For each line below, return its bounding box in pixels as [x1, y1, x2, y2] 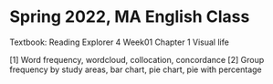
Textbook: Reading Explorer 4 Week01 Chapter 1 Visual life [9, 37, 230, 47]
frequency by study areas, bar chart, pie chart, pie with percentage [9, 64, 262, 75]
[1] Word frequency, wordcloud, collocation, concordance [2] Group [9, 54, 265, 65]
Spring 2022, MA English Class [9, 6, 250, 27]
